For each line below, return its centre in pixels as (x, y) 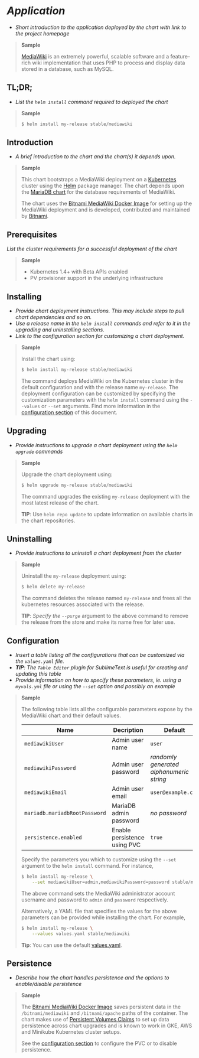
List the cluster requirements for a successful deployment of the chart (92, 249)
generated (165, 764)
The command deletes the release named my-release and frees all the (106, 598)
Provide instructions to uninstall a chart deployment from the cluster (98, 553)
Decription (128, 730)
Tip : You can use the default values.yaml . (71, 945)
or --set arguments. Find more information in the (101, 406)
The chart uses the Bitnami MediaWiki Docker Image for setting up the (107, 204)
